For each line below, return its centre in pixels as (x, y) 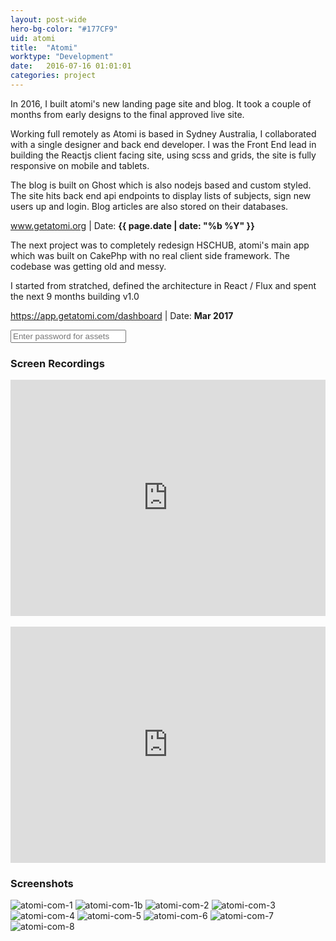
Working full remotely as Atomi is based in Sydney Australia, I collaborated (163, 133)
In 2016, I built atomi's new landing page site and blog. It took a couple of (161, 103)
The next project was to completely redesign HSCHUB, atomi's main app (160, 245)
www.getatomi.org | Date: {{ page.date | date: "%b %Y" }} (132, 225)
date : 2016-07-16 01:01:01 (71, 66)
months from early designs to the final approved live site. (127, 114)
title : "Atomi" (44, 47)
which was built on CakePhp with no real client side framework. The (150, 255)
